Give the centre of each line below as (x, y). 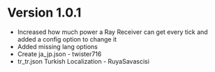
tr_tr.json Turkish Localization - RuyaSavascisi (83, 61)
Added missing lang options (57, 46)
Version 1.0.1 (44, 13)
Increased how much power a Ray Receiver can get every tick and (112, 32)
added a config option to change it (67, 39)
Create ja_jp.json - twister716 (59, 54)
